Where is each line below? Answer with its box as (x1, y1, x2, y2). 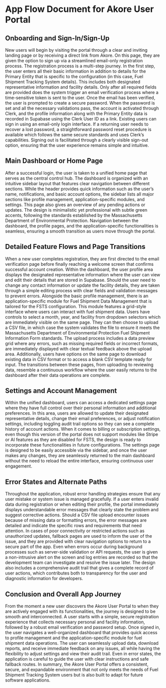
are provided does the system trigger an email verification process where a (5, 90, 159, 95)
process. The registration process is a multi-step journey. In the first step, (5, 63, 155, 69)
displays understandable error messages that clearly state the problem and (5, 507, 159, 513)
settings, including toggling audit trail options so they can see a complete (5, 421, 155, 427)
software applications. (5, 677, 51, 683)
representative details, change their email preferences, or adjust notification (5, 416, 160, 422)
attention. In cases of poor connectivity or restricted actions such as (5, 528, 145, 534)
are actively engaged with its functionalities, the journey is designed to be (5, 608, 156, 614)
